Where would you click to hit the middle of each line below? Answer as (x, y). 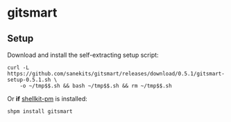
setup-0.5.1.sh (29, 80)
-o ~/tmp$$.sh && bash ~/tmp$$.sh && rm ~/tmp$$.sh (96, 86)
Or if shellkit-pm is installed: (48, 99)
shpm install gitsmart (40, 112)
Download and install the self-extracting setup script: (83, 55)
